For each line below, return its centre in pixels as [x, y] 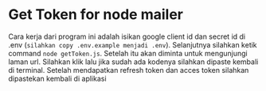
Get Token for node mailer [96, 15]
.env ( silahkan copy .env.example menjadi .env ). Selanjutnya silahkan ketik [133, 44]
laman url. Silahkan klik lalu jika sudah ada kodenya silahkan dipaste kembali [133, 62]
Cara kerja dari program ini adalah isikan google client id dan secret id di [127, 36]
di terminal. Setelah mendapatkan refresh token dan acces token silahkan [129, 70]
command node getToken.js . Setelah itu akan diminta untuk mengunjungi [128, 53]
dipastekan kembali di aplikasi [57, 78]
